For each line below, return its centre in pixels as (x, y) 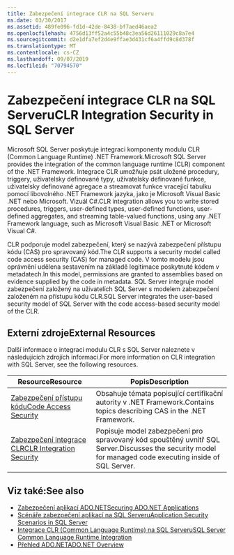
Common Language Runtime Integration (75, 538)
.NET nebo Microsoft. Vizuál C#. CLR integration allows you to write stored (113, 201)
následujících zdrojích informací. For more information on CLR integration (111, 357)
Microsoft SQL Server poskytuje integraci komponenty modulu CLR (104, 149)
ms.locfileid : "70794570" (45, 66)
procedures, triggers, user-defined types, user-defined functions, (101, 208)
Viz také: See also (46, 490)
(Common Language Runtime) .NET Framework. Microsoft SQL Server (107, 156)
